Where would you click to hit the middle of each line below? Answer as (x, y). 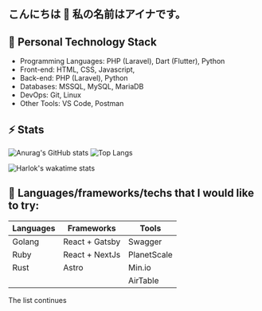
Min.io (140, 267)
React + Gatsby (92, 242)
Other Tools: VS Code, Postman (72, 104)
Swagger (145, 242)
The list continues (37, 300)
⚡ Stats (26, 130)
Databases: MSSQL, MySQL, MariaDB (82, 87)
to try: (24, 206)
